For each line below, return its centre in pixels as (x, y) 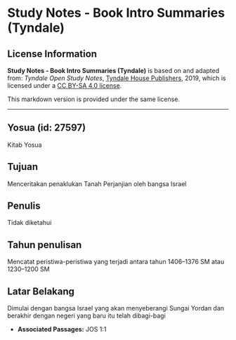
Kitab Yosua (25, 145)
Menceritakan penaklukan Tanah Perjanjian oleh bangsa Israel (97, 183)
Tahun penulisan (45, 245)
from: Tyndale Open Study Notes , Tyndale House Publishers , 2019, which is (117, 78)
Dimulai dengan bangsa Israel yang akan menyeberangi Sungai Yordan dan (116, 308)
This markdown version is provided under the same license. (94, 99)
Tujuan (23, 167)
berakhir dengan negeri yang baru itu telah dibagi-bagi (87, 316)
